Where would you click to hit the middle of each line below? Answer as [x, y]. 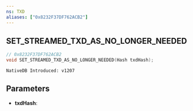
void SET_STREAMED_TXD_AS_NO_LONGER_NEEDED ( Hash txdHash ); [80, 60]
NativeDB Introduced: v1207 [41, 71]
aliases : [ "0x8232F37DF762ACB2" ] [47, 17]
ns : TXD [16, 12]
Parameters [28, 89]
